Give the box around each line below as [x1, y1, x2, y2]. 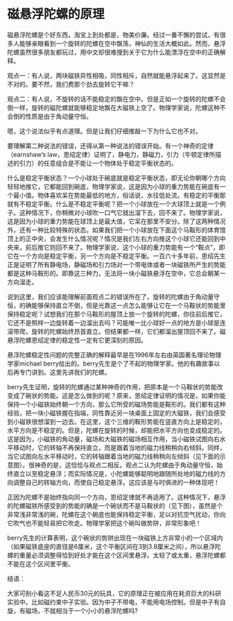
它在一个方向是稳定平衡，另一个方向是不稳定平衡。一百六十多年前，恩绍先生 [7, 251, 226, 260]
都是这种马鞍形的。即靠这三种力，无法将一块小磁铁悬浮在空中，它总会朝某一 [7, 269, 226, 278]
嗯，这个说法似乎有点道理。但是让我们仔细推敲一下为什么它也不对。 [7, 126, 202, 135]
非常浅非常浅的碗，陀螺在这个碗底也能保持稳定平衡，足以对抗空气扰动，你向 [7, 510, 226, 518]
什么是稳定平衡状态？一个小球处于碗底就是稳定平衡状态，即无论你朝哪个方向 [7, 173, 226, 182]
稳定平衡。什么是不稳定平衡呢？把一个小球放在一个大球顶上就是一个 [25, 199, 220, 208]
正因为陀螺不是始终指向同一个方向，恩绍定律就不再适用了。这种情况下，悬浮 [7, 493, 226, 501]
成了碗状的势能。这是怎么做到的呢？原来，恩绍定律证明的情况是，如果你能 [12, 391, 226, 400]
